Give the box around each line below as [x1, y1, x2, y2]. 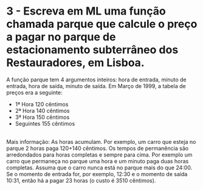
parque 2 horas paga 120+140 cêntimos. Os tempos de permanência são [6, 144, 189, 152]
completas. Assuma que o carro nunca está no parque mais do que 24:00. [6, 164, 193, 171]
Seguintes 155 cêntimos [15, 120, 75, 127]
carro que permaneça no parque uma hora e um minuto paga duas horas [6, 157, 189, 165]
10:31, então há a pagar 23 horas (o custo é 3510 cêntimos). [6, 177, 156, 184]
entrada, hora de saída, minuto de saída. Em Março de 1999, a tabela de [6, 82, 187, 89]
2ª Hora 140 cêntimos [15, 107, 70, 114]
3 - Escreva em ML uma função [6, 4, 166, 18]
